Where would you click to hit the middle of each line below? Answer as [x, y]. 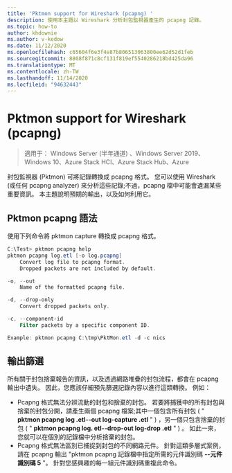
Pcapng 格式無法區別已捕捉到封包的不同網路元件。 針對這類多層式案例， [121, 446]
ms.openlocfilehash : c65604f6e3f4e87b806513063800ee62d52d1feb [100, 53]
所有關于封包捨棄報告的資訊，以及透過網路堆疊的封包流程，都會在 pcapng [113, 379]
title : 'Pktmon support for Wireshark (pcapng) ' [80, 14]
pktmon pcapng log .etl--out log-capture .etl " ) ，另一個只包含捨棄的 [118, 420]
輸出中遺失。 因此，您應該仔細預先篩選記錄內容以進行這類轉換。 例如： [109, 388]
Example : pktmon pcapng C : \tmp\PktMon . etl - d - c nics [87, 338]
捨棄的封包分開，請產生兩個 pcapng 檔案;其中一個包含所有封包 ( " [111, 411]
